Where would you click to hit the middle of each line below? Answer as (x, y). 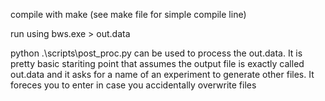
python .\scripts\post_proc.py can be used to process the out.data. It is (156, 53)
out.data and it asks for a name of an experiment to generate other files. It (162, 74)
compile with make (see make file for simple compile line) (128, 14)
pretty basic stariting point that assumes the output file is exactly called (157, 63)
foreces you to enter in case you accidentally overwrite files (133, 85)
